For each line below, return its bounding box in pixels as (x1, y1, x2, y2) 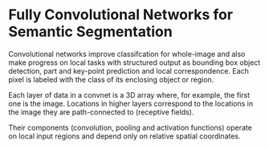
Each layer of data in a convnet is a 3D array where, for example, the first (8, 90, 251, 99)
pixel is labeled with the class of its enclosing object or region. (8, 74, 214, 84)
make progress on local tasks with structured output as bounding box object (8, 58, 261, 67)
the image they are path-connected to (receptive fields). (8, 107, 194, 117)
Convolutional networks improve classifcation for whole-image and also (8, 49, 246, 58)
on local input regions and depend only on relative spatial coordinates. (8, 131, 241, 141)
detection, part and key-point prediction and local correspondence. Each (8, 66, 249, 75)
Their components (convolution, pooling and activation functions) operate (8, 123, 253, 132)
